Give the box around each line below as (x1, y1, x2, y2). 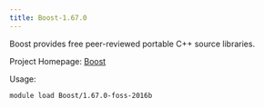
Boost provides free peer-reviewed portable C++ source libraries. (9, 38, 256, 49)
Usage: (9, 74, 36, 84)
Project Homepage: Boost (9, 55, 107, 66)
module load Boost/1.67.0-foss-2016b (9, 91, 153, 100)
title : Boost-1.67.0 (9, 13, 88, 23)
